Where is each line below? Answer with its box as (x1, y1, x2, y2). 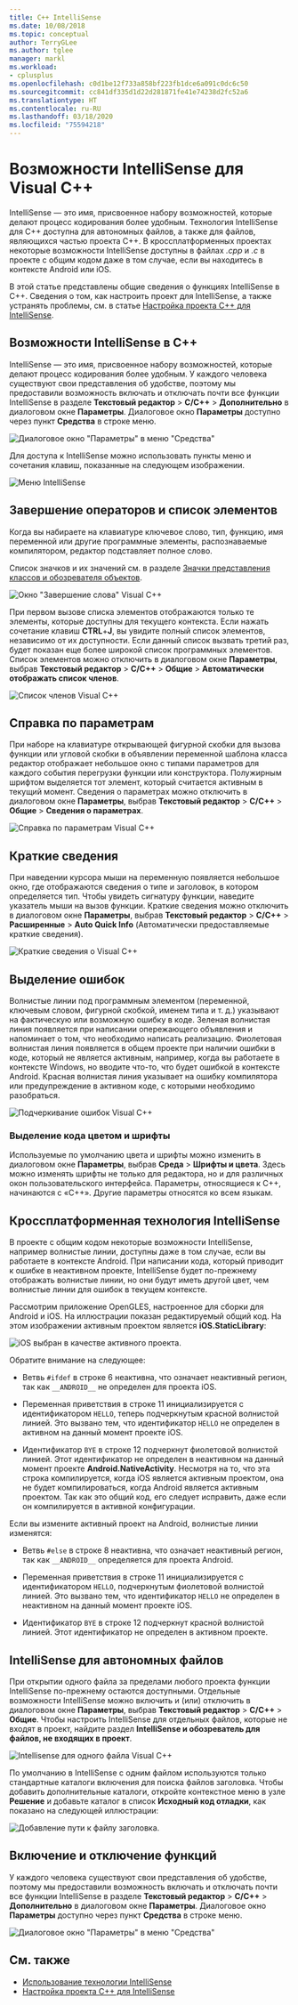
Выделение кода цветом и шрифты (9, 1129, 171, 1142)
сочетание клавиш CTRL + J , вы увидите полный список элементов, (9, 625, 266, 636)
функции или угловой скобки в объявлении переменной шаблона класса (9, 748, 287, 759)
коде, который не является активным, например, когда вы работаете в (9, 1052, 280, 1063)
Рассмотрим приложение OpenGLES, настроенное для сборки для (9, 1301, 264, 1313)
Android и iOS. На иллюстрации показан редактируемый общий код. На (9, 1311, 282, 1322)
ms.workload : (9, 63, 58, 72)
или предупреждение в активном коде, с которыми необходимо (9, 1080, 255, 1091)
